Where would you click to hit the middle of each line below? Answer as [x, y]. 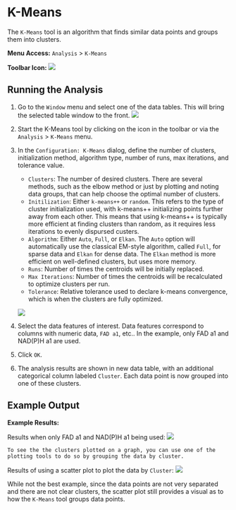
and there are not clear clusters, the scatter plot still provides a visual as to [116, 491]
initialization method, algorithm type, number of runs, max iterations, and [123, 158]
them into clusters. [35, 39]
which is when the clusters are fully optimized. [95, 299]
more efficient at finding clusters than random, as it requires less [122, 224]
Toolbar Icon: [27, 67]
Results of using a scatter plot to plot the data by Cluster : [91, 470]
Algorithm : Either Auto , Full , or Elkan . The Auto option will [111, 239]
